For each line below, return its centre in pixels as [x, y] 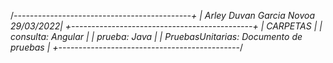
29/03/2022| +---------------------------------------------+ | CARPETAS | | [166, 26]
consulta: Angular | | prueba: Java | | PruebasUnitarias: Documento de [156, 36]
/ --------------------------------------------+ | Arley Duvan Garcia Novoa [162, 15]
